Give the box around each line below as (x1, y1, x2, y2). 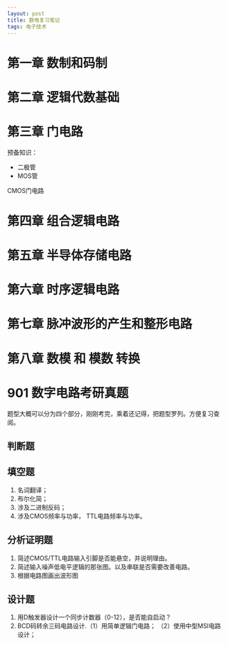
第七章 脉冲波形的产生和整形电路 (7, 317, 193, 332)
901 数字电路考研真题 (7, 385, 129, 401)
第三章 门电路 (7, 124, 83, 140)
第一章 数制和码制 (7, 55, 107, 71)
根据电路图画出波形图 (17, 571, 78, 580)
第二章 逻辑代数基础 (7, 90, 120, 105)
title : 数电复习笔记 (7, 17, 60, 24)
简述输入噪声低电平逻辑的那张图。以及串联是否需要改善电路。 (17, 562, 194, 571)
